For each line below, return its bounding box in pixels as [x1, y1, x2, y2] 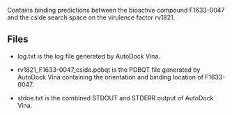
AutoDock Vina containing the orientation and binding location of [17, 72, 204, 81]
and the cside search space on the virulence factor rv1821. [7, 13, 176, 22]
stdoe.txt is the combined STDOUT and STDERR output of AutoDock [17, 93, 214, 102]
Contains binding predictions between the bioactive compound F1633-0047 [7, 6, 225, 14]
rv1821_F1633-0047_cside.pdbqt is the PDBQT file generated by [17, 66, 201, 74]
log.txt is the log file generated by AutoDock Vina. [17, 52, 160, 60]
